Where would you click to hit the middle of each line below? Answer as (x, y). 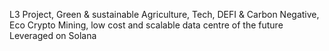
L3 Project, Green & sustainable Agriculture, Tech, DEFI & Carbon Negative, (164, 14)
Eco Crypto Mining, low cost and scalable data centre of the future (146, 25)
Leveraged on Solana (53, 35)
